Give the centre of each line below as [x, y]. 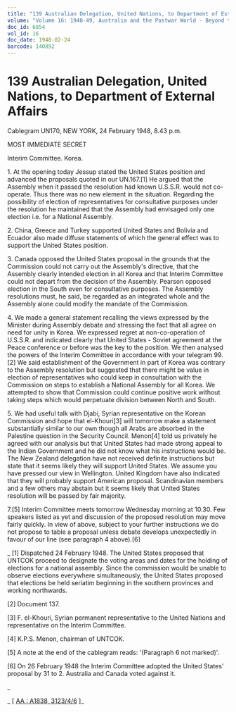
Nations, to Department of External [111, 96]
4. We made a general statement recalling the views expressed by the [108, 317]
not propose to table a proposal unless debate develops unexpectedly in [112, 532]
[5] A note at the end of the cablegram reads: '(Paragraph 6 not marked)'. [113, 652]
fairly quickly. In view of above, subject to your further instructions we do [113, 524]
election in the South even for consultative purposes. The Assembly [105, 289]
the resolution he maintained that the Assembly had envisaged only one [111, 209]
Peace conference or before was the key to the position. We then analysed [115, 347]
